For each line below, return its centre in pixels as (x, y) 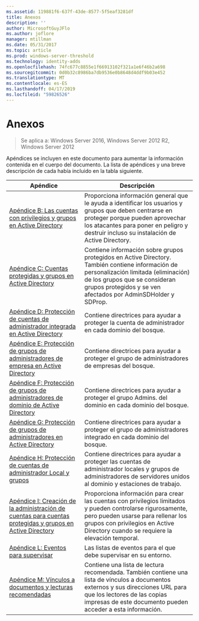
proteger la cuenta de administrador (134, 323)
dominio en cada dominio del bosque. (137, 405)
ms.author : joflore (30, 34)
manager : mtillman (29, 39)
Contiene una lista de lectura (124, 565)
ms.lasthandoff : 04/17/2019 (41, 89)
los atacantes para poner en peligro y (136, 225)
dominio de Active (34, 405)
